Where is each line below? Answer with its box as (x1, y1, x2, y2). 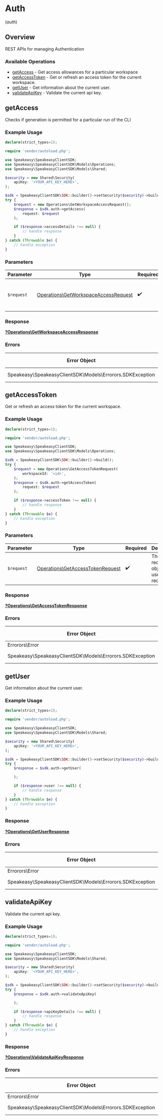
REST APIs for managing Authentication (5, 46, 84, 52)
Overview (5, 33, 35, 41)
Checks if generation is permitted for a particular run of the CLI (5, 117, 131, 122)
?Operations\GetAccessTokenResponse (5, 603, 87, 608)
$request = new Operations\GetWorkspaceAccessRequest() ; (14, 202, 131, 207)
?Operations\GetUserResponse (5, 828, 69, 834)
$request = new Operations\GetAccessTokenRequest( (14, 466, 118, 471)
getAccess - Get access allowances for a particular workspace (12, 69, 138, 75)
